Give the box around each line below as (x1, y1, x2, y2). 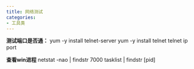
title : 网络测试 (6, 8, 43, 15)
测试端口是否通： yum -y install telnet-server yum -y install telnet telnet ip (6, 37, 188, 44)
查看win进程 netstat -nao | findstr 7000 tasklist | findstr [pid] (6, 56, 156, 64)
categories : (6, 14, 36, 20)
